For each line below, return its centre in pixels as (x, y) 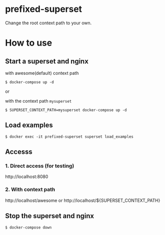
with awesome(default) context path (42, 73)
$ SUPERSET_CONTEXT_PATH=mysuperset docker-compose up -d (66, 110)
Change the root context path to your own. (48, 23)
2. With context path (30, 189)
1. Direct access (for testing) (40, 166)
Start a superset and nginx (47, 61)
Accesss (19, 152)
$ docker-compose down (28, 227)
